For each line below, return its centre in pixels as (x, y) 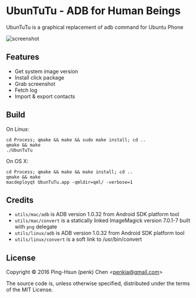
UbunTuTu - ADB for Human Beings (93, 11)
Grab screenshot (35, 84)
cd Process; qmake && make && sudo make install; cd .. (76, 140)
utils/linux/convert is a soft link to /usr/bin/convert (78, 239)
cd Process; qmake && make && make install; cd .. (69, 172)
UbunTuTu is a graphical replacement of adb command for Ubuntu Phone (95, 27)
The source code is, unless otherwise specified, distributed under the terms (98, 283)
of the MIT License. (30, 290)
